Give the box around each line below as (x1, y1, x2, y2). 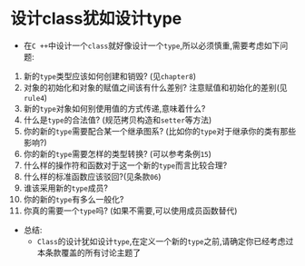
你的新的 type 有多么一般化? (23, 193, 124, 204)
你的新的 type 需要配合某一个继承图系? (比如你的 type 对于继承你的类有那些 (23, 125, 297, 136)
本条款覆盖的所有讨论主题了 (36, 247, 142, 258)
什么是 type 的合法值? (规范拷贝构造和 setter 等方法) (23, 114, 212, 125)
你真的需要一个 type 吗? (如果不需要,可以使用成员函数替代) (23, 205, 238, 216)
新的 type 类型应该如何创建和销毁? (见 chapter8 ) (23, 70, 197, 82)
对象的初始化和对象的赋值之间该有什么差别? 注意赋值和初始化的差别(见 (23, 82, 288, 93)
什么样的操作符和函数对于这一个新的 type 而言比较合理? (23, 160, 228, 171)
